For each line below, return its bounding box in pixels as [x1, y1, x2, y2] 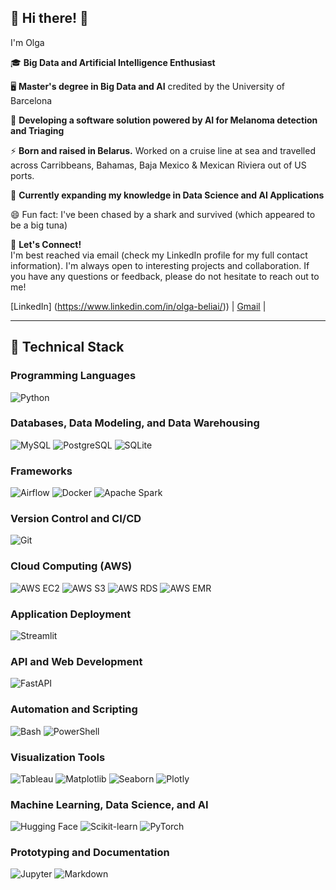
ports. [10, 169, 35, 181]
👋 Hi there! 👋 [10, 10, 89, 27]
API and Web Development [10, 654, 143, 668]
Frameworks [10, 464, 73, 478]
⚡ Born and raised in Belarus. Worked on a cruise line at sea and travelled [10, 144, 316, 156]
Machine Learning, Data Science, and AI [10, 797, 209, 811]
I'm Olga [10, 36, 45, 48]
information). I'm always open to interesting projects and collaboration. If [10, 259, 310, 271]
